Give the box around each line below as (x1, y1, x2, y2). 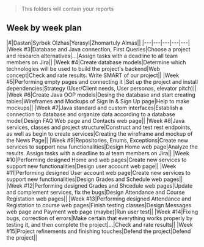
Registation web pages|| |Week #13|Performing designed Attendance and (6, 195, 191, 202)
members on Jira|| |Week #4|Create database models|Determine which (6, 58, 186, 66)
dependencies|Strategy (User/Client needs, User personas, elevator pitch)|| (6, 84, 197, 92)
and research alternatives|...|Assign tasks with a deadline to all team (6, 52, 178, 59)
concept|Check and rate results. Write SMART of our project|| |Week (6, 72, 179, 79)
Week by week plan (6, 23, 82, 33)
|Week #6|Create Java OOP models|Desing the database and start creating (6, 91, 195, 98)
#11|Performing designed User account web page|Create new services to (6, 169, 191, 176)
